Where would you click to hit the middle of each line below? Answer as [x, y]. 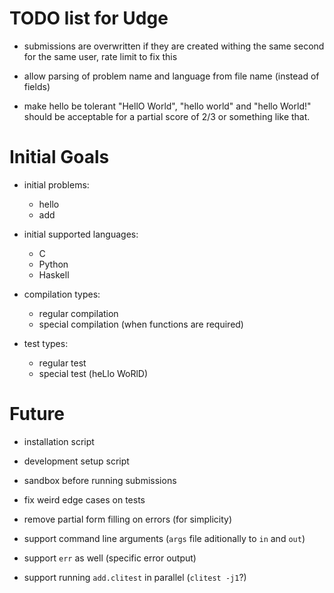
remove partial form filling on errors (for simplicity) [128, 519]
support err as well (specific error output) [110, 558]
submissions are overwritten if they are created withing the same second [174, 46]
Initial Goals [59, 157]
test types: [46, 343]
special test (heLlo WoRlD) [93, 373]
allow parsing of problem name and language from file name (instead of [171, 76]
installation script [59, 441]
